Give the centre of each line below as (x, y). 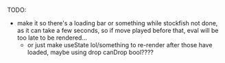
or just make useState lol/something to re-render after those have (120, 45)
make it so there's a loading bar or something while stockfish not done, (117, 23)
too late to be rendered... (52, 38)
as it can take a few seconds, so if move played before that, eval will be (118, 30)
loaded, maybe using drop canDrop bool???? (91, 52)
